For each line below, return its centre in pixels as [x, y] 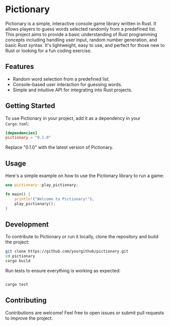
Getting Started [30, 106]
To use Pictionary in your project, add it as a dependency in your [73, 118]
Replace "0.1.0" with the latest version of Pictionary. [59, 147]
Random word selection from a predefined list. [61, 79]
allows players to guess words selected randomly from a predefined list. [81, 29]
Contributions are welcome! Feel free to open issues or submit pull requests [85, 313]
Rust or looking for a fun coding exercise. [49, 51]
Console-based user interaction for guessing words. [67, 84]
